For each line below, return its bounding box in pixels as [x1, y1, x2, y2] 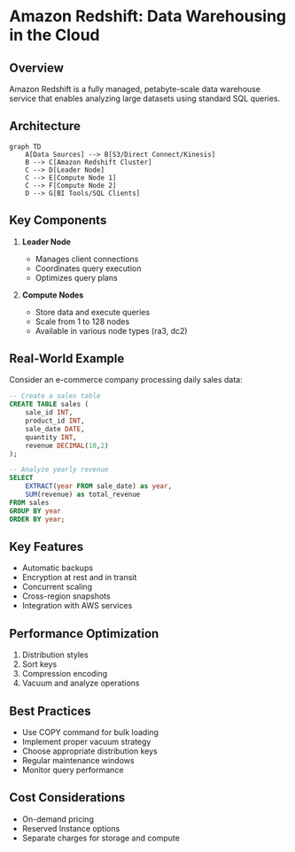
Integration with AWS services [21, 600, 133, 611]
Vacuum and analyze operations [21, 678, 140, 688]
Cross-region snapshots [21, 591, 111, 601]
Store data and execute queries [35, 306, 151, 317]
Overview [9, 60, 65, 75]
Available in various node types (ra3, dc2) [35, 325, 188, 336]
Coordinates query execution [35, 263, 142, 274]
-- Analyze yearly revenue [9, 465, 109, 475]
